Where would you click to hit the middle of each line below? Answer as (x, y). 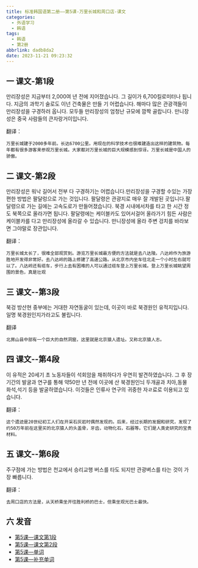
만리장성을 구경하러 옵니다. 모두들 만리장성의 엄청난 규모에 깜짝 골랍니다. (90, 111)
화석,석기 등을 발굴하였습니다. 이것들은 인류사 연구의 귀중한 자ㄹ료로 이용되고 (95, 390)
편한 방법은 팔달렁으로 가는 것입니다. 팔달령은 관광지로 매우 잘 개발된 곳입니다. (96, 199)
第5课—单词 (29, 551)
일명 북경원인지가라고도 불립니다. (44, 315)
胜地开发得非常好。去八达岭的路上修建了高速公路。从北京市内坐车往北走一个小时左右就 (96, 260)
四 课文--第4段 (33, 359)
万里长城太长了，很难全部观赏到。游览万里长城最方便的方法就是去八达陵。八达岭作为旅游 (98, 253)
